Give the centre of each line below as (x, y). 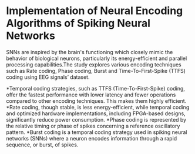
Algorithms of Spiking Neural (78, 23)
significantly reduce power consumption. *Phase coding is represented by (96, 119)
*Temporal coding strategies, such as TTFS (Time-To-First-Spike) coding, (95, 88)
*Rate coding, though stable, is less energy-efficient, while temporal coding (98, 107)
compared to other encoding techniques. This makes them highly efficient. (96, 101)
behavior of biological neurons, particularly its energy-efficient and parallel (97, 58)
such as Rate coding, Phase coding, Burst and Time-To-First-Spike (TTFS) (96, 71)
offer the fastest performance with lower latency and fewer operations (91, 95)
